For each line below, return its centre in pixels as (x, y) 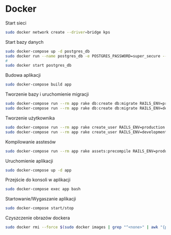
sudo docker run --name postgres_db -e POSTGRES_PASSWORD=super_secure (83, 56)
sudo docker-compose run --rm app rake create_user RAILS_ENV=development (86, 132)
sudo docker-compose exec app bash (43, 189)
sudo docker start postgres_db (38, 66)
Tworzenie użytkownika (30, 118)
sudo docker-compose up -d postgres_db (48, 51)
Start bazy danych (24, 42)
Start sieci (16, 23)
